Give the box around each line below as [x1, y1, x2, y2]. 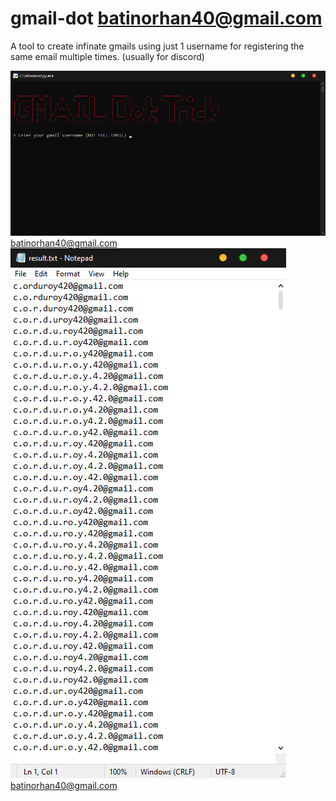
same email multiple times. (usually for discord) [10, 50, 205, 62]
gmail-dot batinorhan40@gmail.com [10, 7, 323, 30]
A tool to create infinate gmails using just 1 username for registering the [10, 40, 305, 52]
